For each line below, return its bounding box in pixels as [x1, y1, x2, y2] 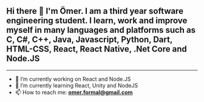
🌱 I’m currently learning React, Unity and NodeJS [15, 81, 138, 89]
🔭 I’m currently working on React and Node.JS [15, 75, 131, 83]
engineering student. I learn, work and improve [6, 16, 188, 26]
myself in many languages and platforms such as [6, 25, 196, 35]
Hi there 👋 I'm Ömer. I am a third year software [6, 6, 184, 16]
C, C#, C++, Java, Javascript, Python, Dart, [6, 35, 173, 45]
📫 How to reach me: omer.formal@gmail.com [15, 89, 133, 96]
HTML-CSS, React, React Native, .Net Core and [6, 44, 187, 55]
